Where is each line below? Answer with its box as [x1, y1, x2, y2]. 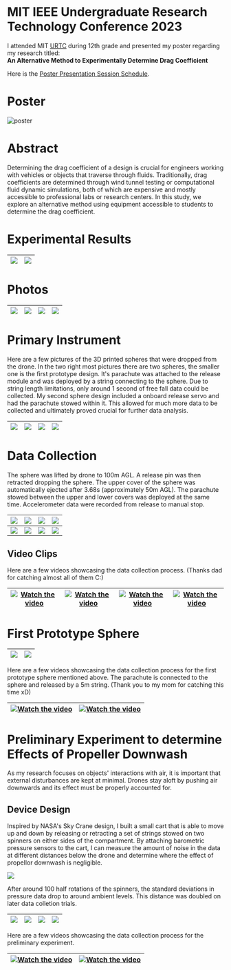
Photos [7, 282, 49, 297]
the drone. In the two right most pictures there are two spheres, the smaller [7, 362, 220, 371]
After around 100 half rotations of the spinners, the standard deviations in [7, 885, 214, 893]
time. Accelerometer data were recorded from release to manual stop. [7, 500, 205, 508]
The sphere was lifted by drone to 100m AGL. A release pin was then [7, 471, 201, 479]
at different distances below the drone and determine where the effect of [7, 852, 214, 860]
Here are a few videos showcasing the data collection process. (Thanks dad [7, 566, 223, 575]
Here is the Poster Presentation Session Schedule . [7, 70, 150, 78]
